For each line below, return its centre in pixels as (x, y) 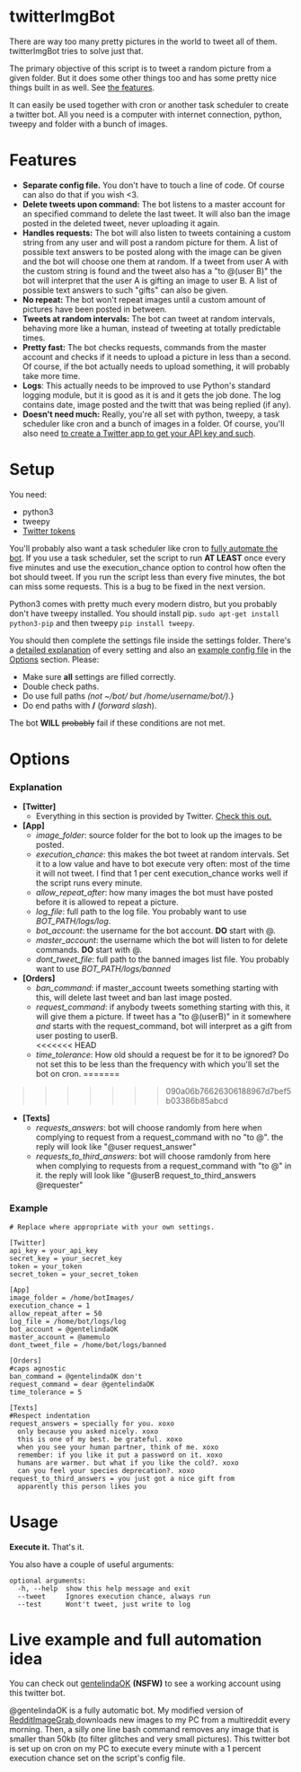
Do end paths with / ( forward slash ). (89, 705)
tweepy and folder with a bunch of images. (89, 124)
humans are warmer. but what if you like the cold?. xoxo (128, 1463)
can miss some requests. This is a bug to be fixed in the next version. (137, 586)
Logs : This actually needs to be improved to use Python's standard (146, 385)
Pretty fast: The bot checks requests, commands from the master (144, 347)
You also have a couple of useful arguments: (92, 1564)
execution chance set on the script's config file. (97, 1759)
